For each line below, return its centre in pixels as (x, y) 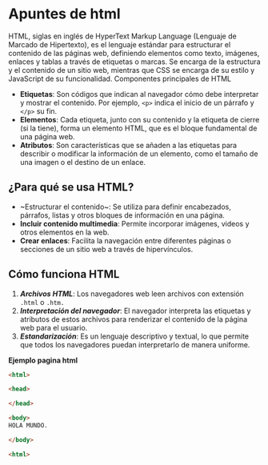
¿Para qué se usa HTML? (71, 188)
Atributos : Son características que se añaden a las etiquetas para (128, 145)
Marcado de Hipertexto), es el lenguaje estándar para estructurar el (120, 44)
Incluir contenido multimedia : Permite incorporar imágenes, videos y (134, 223)
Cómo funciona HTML (64, 274)
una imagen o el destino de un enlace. (83, 162)
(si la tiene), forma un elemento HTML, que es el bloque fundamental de (138, 128)
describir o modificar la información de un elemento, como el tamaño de (139, 154)
